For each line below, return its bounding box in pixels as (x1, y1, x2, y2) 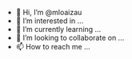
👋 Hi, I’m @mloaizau (15, 8, 82, 17)
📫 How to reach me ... (15, 42, 90, 51)
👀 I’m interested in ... (15, 16, 84, 26)
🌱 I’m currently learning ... (15, 25, 102, 33)
